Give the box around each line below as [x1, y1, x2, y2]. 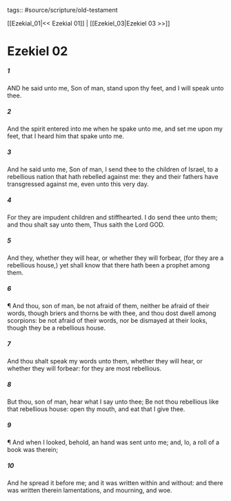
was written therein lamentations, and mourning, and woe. [7, 486, 172, 494]
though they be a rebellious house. [7, 324, 106, 332]
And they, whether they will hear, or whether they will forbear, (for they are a [7, 254, 224, 262]
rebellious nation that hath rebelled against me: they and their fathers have [7, 173, 219, 181]
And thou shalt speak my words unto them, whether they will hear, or [7, 357, 203, 365]
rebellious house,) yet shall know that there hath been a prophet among [7, 261, 210, 270]
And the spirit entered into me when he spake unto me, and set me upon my [7, 124, 223, 133]
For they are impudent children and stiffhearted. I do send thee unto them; [7, 214, 218, 222]
